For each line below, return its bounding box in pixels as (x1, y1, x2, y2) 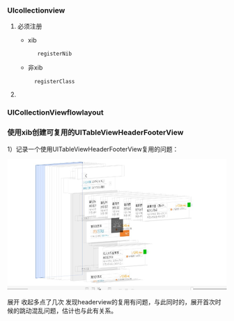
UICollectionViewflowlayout (7, 108, 104, 117)
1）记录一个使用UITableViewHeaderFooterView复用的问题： (7, 145, 179, 153)
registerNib (37, 51, 72, 58)
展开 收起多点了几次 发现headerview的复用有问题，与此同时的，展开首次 (7, 297, 216, 306)
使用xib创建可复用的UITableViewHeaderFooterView (7, 128, 184, 138)
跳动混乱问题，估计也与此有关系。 (19, 306, 117, 315)
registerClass (33, 79, 75, 85)
